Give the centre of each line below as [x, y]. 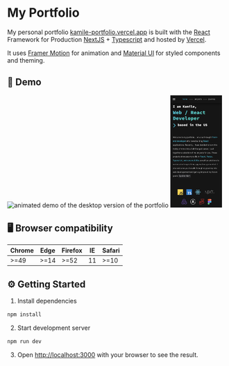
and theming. [26, 60]
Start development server [54, 328]
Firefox [72, 250]
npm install [24, 315]
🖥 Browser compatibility [60, 228]
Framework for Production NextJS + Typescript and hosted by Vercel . [107, 39]
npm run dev [24, 341]
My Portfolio [43, 13]
